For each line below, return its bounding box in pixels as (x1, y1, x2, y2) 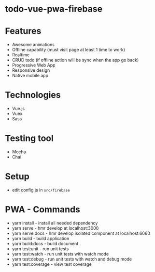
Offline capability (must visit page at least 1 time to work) (12, 47, 126, 53)
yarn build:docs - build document (12, 240, 79, 246)
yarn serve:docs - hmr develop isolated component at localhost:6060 (12, 230, 151, 236)
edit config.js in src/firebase (12, 187, 70, 192)
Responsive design (12, 67, 50, 73)
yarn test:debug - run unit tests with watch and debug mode (12, 256, 132, 262)
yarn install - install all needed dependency (12, 220, 98, 226)
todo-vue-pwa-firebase (5, 3, 103, 15)
